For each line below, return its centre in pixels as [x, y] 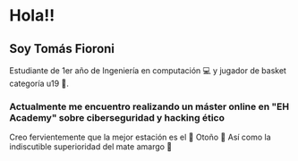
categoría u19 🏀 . [39, 83]
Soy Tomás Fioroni [62, 49]
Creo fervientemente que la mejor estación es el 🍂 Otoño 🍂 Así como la [140, 137]
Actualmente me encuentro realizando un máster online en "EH [149, 106]
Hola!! [32, 16]
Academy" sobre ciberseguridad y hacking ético [117, 117]
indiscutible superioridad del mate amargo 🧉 [91, 147]
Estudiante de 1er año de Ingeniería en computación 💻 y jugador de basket [148, 71]
